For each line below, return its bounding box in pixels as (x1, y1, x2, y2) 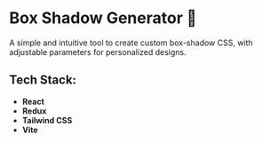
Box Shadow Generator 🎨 (9, 8, 197, 28)
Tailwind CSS (21, 114, 73, 125)
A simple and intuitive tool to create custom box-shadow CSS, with (9, 37, 253, 48)
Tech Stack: (9, 73, 77, 88)
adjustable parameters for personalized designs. (9, 46, 187, 57)
